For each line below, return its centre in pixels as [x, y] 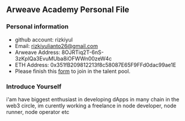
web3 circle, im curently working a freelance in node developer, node [92, 106]
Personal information [37, 27]
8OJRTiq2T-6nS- [83, 52]
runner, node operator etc [38, 112]
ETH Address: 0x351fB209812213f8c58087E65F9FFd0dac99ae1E [95, 65]
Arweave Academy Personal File [68, 10]
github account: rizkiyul [44, 39]
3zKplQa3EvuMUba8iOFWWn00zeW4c [63, 58]
